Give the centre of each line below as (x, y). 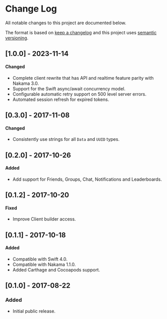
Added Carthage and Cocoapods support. (56, 270)
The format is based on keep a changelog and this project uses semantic (81, 32)
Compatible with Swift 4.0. (40, 259)
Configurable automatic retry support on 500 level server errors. (79, 94)
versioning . (17, 38)
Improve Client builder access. (44, 219)
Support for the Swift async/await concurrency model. (69, 88)
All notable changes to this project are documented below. (66, 23)
